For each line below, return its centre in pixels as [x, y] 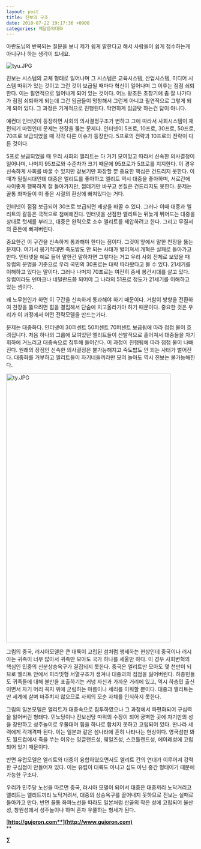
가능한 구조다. [22, 775]
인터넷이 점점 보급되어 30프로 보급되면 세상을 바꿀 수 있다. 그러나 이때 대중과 [96, 207]
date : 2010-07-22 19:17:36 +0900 [48, 23]
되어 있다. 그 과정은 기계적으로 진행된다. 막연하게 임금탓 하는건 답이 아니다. [100, 108]
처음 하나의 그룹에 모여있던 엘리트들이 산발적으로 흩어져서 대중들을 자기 [112, 335]
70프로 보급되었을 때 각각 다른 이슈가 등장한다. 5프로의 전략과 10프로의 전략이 [97, 136]
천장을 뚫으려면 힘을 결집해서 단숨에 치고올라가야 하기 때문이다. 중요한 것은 [100, 307]
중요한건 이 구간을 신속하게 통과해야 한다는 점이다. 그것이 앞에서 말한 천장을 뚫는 [100, 242]
